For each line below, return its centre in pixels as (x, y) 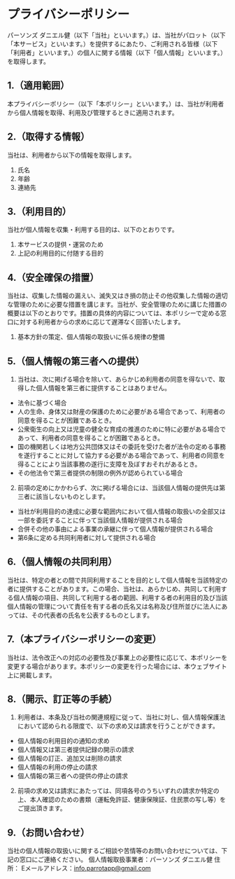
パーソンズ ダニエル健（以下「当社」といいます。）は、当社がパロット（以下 (116, 35)
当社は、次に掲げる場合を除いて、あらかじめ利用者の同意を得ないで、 (118, 379)
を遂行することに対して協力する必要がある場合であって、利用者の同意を (121, 455)
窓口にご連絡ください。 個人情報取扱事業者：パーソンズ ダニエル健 (116, 859)
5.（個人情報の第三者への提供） (76, 361)
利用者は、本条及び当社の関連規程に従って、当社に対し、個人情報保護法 (121, 717)
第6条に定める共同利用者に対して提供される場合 (87, 538)
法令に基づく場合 (42, 403)
